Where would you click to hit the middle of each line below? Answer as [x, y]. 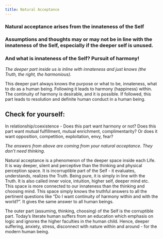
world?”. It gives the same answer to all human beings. [59, 201]
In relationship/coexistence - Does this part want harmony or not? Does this [81, 126]
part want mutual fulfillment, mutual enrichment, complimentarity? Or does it [81, 131]
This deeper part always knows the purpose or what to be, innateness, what [81, 83]
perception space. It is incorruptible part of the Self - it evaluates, [70, 171]
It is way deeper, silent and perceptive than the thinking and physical [73, 165]
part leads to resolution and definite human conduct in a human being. [75, 99]
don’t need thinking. [25, 151]
